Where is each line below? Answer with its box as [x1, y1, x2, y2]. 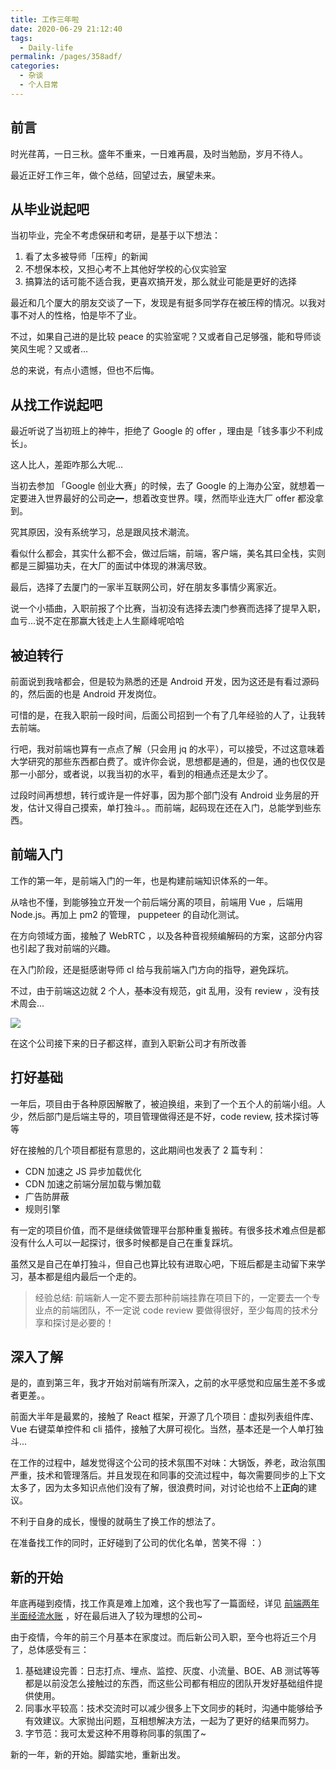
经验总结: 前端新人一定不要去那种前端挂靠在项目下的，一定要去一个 [34, 1291, 312, 1303]
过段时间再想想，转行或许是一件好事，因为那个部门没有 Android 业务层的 [10, 789, 311, 801]
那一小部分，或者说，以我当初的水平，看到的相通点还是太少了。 [10, 768, 273, 780]
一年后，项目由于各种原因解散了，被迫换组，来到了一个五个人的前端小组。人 [10, 1097, 326, 1110]
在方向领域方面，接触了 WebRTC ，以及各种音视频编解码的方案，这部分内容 [10, 929, 323, 941]
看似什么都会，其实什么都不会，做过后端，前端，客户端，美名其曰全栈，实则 [10, 547, 326, 560]
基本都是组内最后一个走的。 [27, 1270, 142, 1282]
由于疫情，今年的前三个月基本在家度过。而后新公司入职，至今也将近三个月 [10, 1631, 317, 1643]
